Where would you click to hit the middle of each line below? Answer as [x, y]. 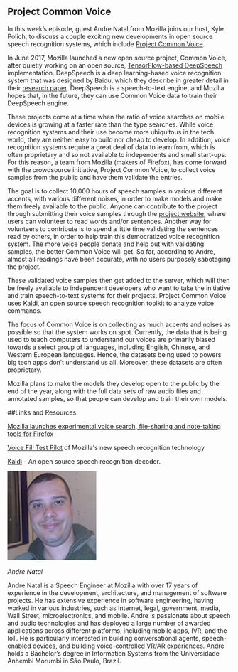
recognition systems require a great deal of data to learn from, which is [111, 147]
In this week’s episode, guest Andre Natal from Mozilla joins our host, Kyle [116, 28]
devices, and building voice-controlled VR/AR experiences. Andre [128, 646]
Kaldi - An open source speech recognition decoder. [84, 461]
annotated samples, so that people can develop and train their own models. [118, 398]
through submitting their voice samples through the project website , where [117, 213]
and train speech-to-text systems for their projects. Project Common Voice [117, 295]
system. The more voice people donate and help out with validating [106, 244]
